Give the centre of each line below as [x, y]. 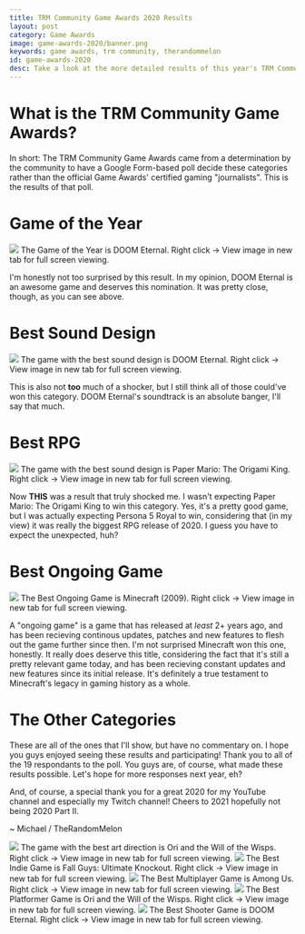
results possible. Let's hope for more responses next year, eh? [126, 774]
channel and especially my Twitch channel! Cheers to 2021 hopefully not [145, 801]
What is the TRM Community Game [144, 114]
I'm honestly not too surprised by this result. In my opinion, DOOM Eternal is [151, 277]
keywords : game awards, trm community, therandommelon [115, 52]
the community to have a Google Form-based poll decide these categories [148, 167]
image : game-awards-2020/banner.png [79, 43]
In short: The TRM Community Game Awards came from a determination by [150, 158]
